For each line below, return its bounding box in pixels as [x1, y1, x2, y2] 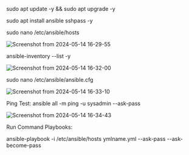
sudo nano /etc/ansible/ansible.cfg [6, 76, 94, 83]
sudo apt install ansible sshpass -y [6, 17, 93, 24]
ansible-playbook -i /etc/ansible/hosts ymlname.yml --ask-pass [6, 135, 166, 142]
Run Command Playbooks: [6, 123, 73, 131]
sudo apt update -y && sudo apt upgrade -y [6, 5, 115, 12]
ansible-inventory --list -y [6, 52, 71, 60]
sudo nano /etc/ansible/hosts [6, 29, 80, 36]
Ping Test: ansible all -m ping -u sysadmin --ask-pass [6, 100, 141, 107]
